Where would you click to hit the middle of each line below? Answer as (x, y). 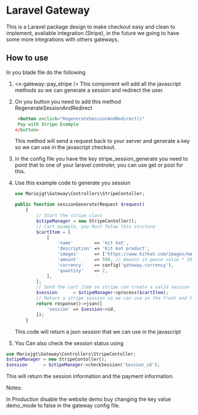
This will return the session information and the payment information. (90, 376)
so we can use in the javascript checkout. (65, 147)
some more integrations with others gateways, (63, 39)
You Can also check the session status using (69, 343)
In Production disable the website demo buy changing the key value (89, 399)
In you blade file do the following (46, 72)
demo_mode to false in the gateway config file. (63, 406)
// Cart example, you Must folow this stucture (96, 226)
